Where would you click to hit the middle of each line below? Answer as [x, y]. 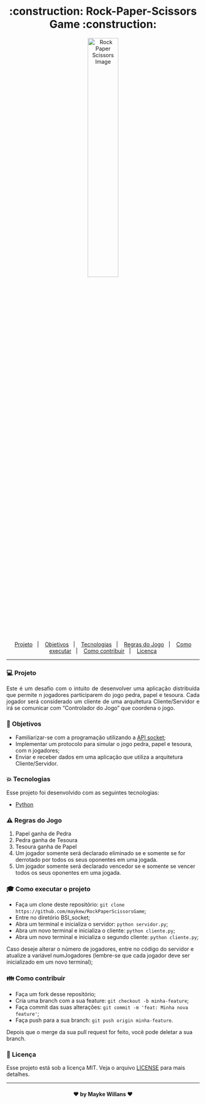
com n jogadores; [37, 750]
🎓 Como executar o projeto [48, 889]
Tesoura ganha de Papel [46, 847]
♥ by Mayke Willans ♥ [103, 1094]
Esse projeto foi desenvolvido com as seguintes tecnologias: [83, 793]
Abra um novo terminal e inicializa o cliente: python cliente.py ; [95, 931]
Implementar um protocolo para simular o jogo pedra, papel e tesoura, [104, 744]
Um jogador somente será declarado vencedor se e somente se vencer [105, 866]
